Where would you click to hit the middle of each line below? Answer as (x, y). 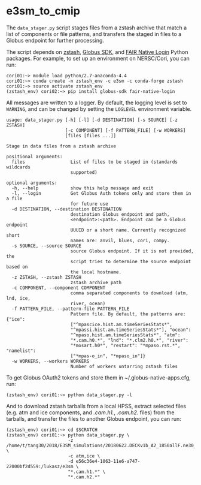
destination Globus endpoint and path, (120, 214)
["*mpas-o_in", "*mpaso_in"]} (108, 356)
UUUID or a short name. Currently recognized (128, 230)
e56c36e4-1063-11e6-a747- (108, 461)
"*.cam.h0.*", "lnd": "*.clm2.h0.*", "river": (129, 340)
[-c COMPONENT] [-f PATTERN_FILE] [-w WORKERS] (125, 130)
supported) (84, 172)
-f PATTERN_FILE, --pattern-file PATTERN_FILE (71, 309)
